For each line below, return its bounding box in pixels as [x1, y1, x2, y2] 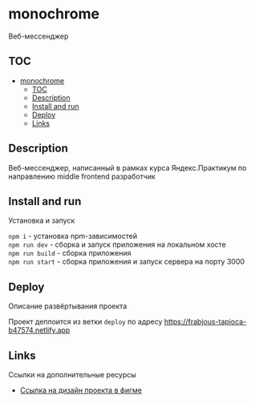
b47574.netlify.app [8, 325, 71, 335]
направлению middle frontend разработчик [8, 171, 156, 181]
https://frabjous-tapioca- [164, 317, 247, 327]
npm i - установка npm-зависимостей [8, 232, 138, 241]
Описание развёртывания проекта [8, 301, 127, 311]
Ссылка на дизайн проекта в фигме [19, 385, 143, 395]
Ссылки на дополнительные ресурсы [8, 370, 136, 379]
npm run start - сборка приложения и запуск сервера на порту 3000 [8, 257, 245, 267]
